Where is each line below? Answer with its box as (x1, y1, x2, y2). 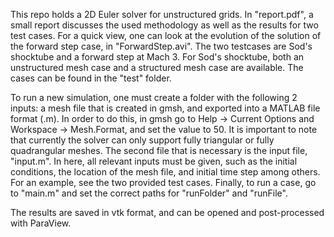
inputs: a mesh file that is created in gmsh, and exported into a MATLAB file (10, 102, 321, 114)
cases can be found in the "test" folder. (10, 72, 172, 84)
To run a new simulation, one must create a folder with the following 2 (10, 92, 298, 103)
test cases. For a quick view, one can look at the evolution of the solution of (10, 30, 322, 41)
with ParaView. (10, 217, 72, 229)
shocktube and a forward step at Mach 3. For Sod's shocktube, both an (10, 51, 305, 63)
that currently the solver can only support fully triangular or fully (10, 134, 275, 146)
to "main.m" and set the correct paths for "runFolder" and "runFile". (10, 187, 288, 199)
